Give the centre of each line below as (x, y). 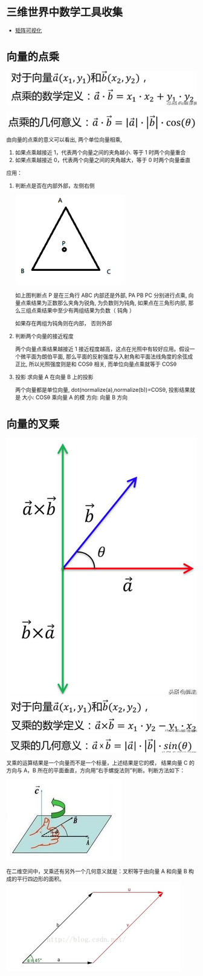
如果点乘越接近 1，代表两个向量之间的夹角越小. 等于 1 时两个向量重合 (100, 152)
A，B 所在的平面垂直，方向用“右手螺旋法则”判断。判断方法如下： (104, 770)
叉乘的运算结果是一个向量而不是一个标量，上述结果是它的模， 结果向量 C (97, 763)
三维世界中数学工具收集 (65, 12)
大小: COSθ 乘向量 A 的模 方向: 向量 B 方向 (75, 397)
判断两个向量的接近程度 (44, 336)
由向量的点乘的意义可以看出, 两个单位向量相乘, (64, 140)
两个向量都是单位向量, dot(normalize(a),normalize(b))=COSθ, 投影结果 (102, 390)
